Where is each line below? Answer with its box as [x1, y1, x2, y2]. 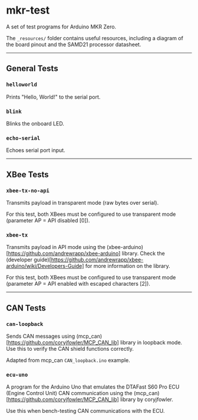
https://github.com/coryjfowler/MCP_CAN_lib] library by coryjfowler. [8, 396, 174, 403]
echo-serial [6, 134, 41, 141]
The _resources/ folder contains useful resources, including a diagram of [6, 34, 184, 41]
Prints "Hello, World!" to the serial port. [6, 93, 101, 101]
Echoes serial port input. [6, 147, 66, 154]
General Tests [6, 63, 58, 74]
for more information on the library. [85, 263, 170, 270]
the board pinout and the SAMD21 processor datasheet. [6, 41, 141, 48]
